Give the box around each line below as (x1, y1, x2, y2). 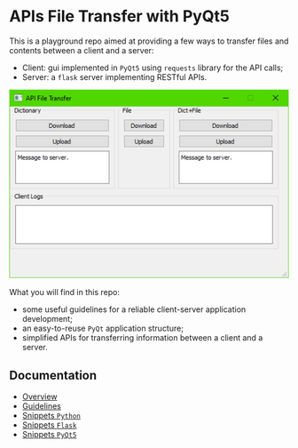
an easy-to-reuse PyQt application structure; (21, 323, 184, 334)
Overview (21, 391, 58, 402)
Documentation (9, 367, 98, 383)
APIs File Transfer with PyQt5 (9, 6, 231, 27)
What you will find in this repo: (9, 287, 120, 298)
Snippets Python (21, 411, 82, 421)
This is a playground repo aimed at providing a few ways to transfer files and (9, 36, 289, 46)
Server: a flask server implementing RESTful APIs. (21, 71, 208, 82)
